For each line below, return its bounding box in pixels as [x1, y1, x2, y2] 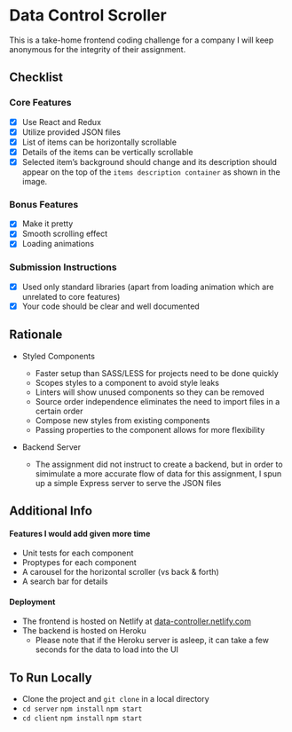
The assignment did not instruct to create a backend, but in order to [35, 459, 283, 469]
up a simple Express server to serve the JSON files [35, 477, 222, 488]
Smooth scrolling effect [21, 228, 108, 240]
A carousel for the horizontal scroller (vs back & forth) [21, 567, 219, 578]
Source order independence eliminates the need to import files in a [35, 396, 280, 406]
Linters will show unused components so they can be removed [35, 387, 264, 397]
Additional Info [9, 503, 93, 519]
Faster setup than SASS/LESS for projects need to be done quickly [35, 367, 280, 378]
